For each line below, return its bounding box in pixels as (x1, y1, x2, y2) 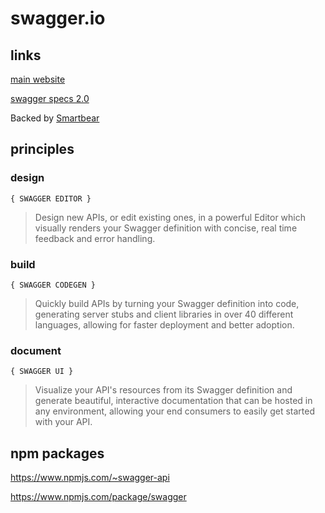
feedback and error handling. (34, 232, 156, 244)
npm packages (10, 445, 105, 462)
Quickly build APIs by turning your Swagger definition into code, (34, 297, 300, 309)
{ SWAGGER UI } (10, 367, 74, 377)
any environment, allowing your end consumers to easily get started (34, 405, 315, 417)
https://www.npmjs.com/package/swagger (10, 491, 187, 503)
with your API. (34, 416, 93, 428)
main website (10, 73, 66, 85)
